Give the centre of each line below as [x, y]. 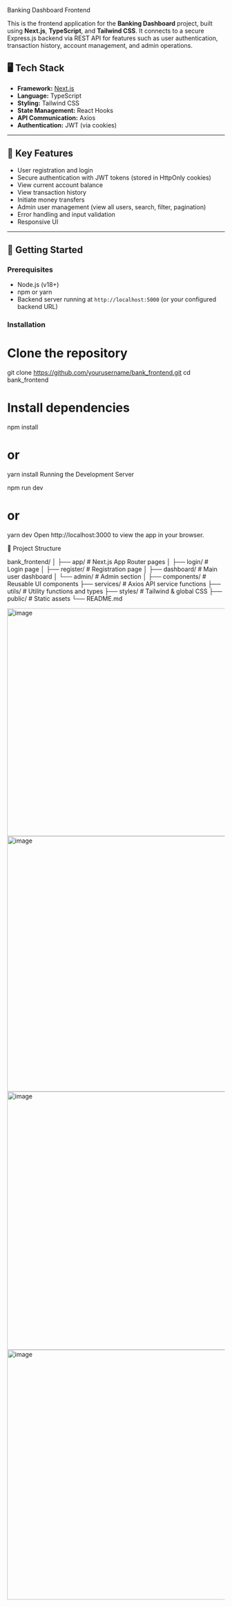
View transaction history [52, 192]
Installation [27, 325]
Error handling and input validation [66, 214]
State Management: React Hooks [65, 110]
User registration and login [55, 170]
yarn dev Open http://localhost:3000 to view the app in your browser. [106, 535]
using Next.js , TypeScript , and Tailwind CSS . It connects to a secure [106, 31]
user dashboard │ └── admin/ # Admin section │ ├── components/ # [107, 576]
